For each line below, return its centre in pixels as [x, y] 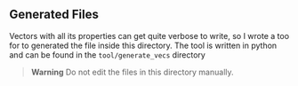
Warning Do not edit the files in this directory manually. [132, 72]
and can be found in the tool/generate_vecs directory [108, 55]
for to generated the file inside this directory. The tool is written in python [143, 45]
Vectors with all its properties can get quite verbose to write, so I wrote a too [149, 35]
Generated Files [54, 15]
